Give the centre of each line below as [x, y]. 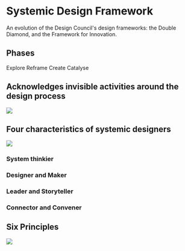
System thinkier [30, 159]
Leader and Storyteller [40, 191]
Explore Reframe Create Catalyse [48, 68]
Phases [20, 53]
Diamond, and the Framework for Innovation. [62, 34]
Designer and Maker [37, 175]
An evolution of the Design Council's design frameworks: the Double [91, 28]
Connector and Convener [44, 208]
